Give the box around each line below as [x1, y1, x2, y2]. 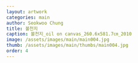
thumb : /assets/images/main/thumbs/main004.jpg [6, 43, 129, 49]
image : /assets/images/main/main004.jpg [6, 37, 110, 43]
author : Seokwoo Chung [6, 20, 64, 26]
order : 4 [6, 48, 28, 54]
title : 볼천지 [6, 25, 38, 32]
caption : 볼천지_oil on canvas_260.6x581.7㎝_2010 [6, 31, 132, 37]
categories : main [6, 14, 50, 20]
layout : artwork [6, 8, 47, 15]
